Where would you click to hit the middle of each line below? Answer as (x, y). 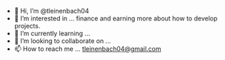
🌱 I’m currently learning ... (52, 33)
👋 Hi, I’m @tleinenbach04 (51, 11)
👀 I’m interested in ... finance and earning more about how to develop (116, 18)
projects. (27, 26)
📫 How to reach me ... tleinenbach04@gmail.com (87, 49)
